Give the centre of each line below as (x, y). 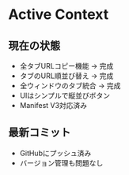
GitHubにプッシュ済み (55, 153)
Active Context (59, 15)
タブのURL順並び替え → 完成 (66, 76)
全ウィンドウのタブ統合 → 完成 (70, 86)
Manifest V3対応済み (53, 105)
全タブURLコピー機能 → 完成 (66, 66)
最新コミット (40, 133)
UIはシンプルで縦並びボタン (65, 95)
